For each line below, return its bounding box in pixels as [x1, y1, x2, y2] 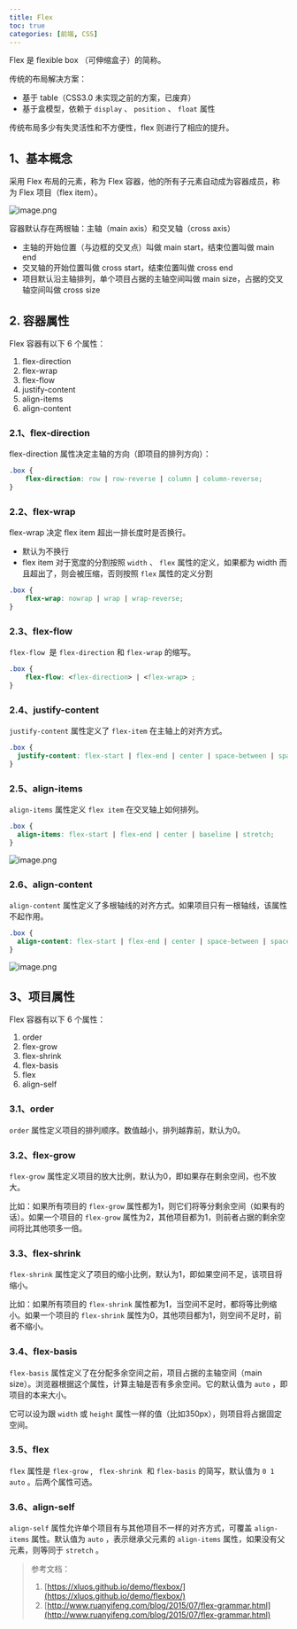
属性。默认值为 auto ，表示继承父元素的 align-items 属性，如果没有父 [30, 1534, 286, 1545]
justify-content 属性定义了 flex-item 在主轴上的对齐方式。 [9, 726, 227, 737]
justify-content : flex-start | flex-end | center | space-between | [17, 751, 275, 760]
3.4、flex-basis [9, 1345, 78, 1358]
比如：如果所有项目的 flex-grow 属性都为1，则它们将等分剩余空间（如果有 [9, 1200, 278, 1211]
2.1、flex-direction [9, 426, 90, 439]
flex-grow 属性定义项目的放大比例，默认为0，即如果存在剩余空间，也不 [9, 1171, 270, 1181]
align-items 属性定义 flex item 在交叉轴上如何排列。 [9, 804, 203, 814]
